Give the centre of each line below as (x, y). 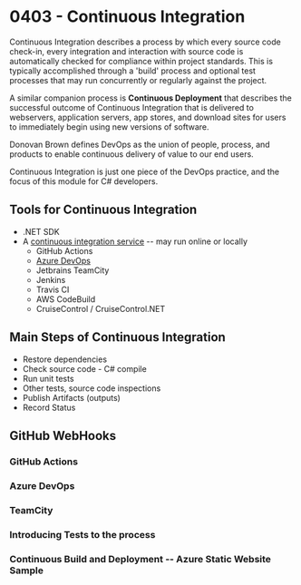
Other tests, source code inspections (92, 388)
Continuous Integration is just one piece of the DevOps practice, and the (145, 171)
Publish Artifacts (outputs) (71, 397)
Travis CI (53, 289)
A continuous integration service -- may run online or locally (135, 241)
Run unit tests (48, 378)
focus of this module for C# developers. (84, 181)
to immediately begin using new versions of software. (110, 127)
